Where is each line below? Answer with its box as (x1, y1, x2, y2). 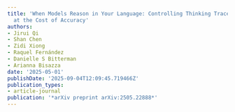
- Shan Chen (7, 36, 42, 43)
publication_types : (7, 81, 64, 88)
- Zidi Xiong (7, 42, 45, 49)
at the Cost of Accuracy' (13, 17, 90, 24)
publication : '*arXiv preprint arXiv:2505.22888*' (7, 95, 158, 102)
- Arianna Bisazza (7, 62, 61, 69)
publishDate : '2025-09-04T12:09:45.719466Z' (7, 74, 139, 82)
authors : (7, 23, 33, 30)
